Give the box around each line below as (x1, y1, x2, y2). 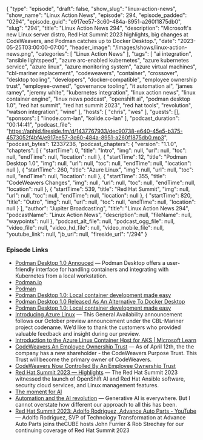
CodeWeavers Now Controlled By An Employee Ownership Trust (15, 362, 176, 370)
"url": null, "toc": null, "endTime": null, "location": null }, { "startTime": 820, (6, 192, 192, 199)
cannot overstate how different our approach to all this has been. (15, 401, 178, 408)
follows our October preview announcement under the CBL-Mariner (15, 318, 184, 325)
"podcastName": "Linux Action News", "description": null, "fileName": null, (6, 212, 192, 218)
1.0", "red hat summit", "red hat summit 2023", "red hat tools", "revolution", (6, 102, 193, 108)
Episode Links (6, 245, 48, 254)
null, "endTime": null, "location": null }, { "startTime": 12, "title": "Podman (6, 153, 187, 160)
